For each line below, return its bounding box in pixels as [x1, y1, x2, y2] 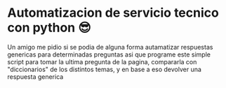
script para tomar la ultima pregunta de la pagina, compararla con [7, 57, 197, 66]
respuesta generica [7, 72, 64, 81]
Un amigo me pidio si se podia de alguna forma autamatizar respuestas [7, 43, 213, 51]
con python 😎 [7, 20, 91, 36]
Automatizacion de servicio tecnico [7, 5, 219, 21]
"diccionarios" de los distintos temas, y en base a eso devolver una [7, 65, 202, 73]
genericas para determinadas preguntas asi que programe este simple [7, 50, 211, 59]
